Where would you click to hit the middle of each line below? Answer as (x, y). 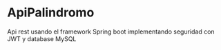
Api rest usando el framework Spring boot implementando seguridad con (111, 32)
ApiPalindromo (51, 13)
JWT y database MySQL (42, 38)
